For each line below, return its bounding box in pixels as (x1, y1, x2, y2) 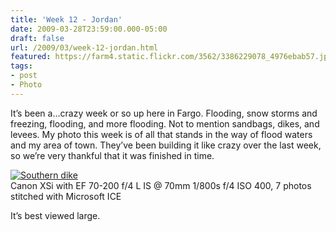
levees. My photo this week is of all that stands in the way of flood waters (10, 128, 313, 140)
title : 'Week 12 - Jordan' (10, 14, 123, 25)
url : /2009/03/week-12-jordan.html (10, 42, 159, 53)
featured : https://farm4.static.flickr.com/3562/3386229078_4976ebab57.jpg (10, 52, 333, 62)
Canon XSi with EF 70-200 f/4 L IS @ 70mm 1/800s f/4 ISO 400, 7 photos (10, 179, 312, 191)
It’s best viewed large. (10, 209, 101, 221)
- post (10, 71, 38, 81)
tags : (10, 61, 33, 71)
